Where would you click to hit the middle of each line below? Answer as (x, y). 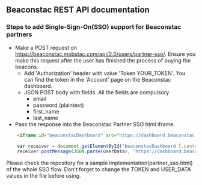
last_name (46, 118)
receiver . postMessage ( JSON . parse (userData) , (74, 152)
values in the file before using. (44, 176)
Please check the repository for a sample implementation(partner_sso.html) (100, 163)
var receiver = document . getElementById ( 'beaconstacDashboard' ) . (101, 146)
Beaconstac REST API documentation (78, 10)
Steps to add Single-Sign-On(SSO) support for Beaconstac (94, 27)
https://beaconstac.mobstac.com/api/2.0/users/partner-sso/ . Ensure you (105, 54)
